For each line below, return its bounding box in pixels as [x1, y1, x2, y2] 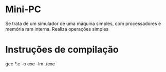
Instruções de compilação [5, 44, 119, 56]
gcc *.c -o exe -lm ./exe [5, 60, 56, 67]
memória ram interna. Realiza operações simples [5, 26, 109, 32]
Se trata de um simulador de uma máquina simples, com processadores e [5, 20, 161, 27]
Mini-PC [5, 4, 41, 15]
